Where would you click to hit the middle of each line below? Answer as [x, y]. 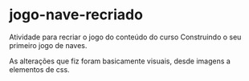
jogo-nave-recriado [76, 15]
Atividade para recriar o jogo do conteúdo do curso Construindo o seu [125, 37]
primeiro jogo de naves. [48, 45]
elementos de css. [40, 69]
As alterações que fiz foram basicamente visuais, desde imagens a [120, 61]
